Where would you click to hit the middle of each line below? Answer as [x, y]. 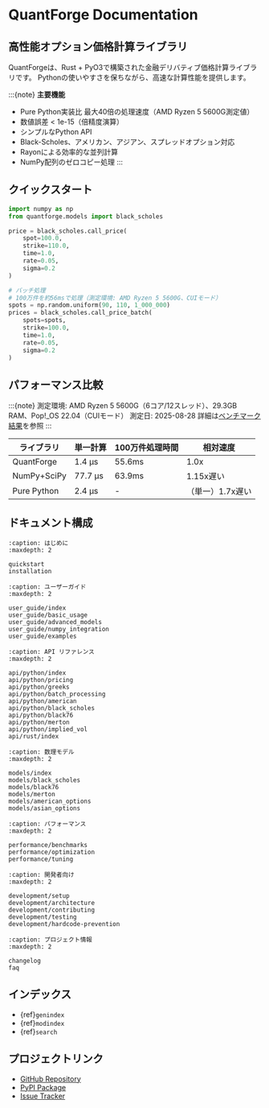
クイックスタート [51, 190]
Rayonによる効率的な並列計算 [69, 152]
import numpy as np [41, 209]
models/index [30, 773]
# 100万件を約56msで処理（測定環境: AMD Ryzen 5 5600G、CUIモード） [115, 298]
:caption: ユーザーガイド [47, 587]
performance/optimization [51, 852]
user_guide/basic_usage [48, 615]
